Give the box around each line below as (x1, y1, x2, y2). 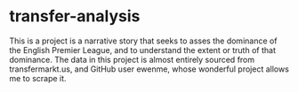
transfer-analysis (9, 6, 141, 27)
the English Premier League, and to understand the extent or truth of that (9, 44, 276, 55)
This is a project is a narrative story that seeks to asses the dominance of (9, 35, 278, 46)
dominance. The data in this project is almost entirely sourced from (9, 54, 255, 65)
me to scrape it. (9, 73, 67, 83)
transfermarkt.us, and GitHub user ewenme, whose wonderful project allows (9, 64, 289, 74)
